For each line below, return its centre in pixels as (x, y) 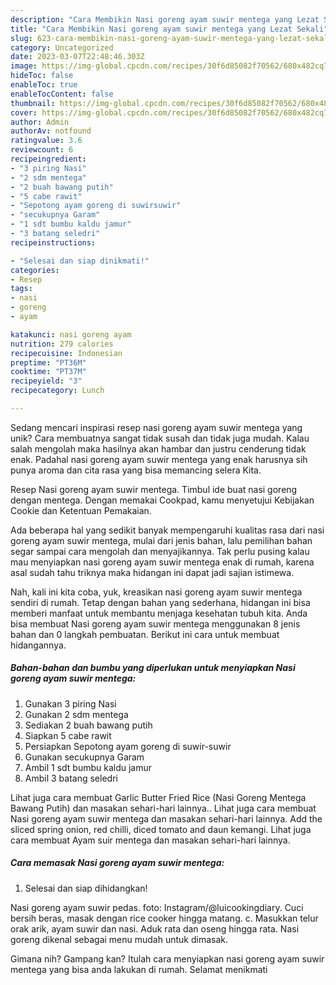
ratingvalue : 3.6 (46, 141)
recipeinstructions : (53, 242)
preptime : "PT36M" (48, 362)
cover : (24, 112)
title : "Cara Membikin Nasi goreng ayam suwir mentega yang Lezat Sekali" (169, 29)
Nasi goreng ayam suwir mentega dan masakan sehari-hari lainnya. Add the (166, 818)
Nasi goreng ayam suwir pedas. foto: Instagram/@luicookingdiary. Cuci (157, 907)
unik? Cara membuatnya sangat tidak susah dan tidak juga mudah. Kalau (160, 438)
